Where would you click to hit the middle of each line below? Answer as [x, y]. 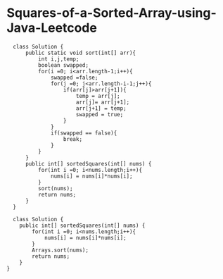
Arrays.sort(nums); [60, 250]
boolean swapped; [63, 65]
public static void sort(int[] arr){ [81, 53]
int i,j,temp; [58, 59]
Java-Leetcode [52, 28]
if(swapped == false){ [84, 133]
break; [72, 139]
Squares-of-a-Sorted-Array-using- [112, 13]
